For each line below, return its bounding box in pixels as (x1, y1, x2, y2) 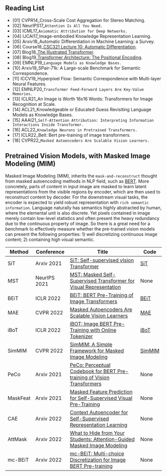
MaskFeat (7, 394, 31, 401)
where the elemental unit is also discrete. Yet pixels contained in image (5, 210, 151, 216)
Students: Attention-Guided (70, 436, 135, 443)
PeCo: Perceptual (70, 361, 111, 368)
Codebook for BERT (70, 368, 116, 375)
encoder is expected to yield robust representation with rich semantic (5, 199, 149, 205)
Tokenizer (70, 333, 93, 340)
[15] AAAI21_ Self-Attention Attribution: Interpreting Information (12, 117, 154, 123)
